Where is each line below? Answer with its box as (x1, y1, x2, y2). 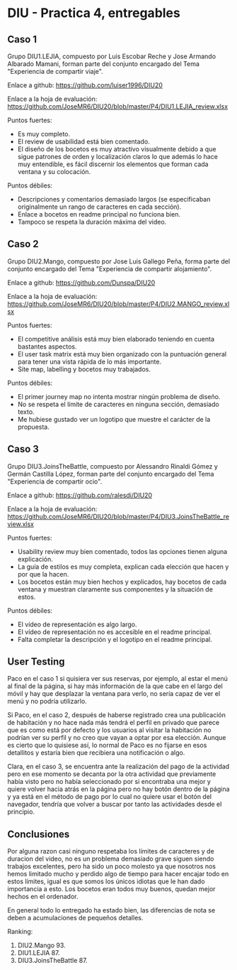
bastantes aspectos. (17, 342, 77, 351)
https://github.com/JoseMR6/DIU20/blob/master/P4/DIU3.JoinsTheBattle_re (7, 512, 230, 521)
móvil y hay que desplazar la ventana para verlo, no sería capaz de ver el (7, 690, 221, 698)
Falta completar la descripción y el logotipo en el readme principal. (17, 635, 212, 643)
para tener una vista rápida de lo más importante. (17, 357, 161, 366)
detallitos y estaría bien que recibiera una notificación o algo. (7, 748, 185, 757)
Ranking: (7, 927, 33, 936)
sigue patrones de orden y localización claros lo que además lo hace (17, 153, 218, 160)
